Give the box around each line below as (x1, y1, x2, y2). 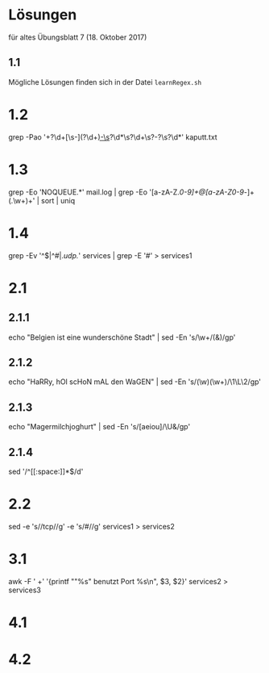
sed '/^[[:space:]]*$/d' (8, 466, 84, 476)
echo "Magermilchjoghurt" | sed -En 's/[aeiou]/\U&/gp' (8, 422, 191, 432)
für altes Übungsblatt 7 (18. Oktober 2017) (8, 32, 147, 42)
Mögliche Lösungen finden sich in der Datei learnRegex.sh (8, 77, 202, 86)
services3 (8, 585, 42, 595)
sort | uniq (41, 195, 75, 205)
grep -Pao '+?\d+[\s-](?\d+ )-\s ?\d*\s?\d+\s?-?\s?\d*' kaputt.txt (8, 132, 217, 142)
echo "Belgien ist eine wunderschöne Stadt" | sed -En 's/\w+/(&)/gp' (8, 332, 236, 342)
